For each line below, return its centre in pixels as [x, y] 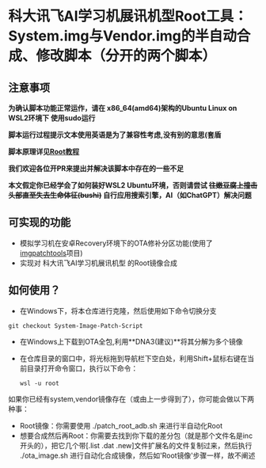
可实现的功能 [40, 223]
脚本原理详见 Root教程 [44, 152]
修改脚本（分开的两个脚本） [126, 56]
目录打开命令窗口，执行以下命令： [82, 368]
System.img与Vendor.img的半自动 [123, 36]
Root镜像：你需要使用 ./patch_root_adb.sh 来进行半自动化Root [121, 425]
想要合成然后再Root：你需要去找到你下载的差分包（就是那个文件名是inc [136, 436]
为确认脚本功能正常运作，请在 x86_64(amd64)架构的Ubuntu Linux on [123, 108]
